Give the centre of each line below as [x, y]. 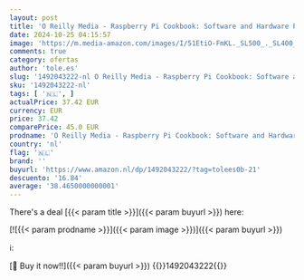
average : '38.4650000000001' [64, 187]
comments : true [38, 52]
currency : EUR [36, 111]
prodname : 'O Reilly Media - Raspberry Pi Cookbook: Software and [137, 136]
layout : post [34, 18]
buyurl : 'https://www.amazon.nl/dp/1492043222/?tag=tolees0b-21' [135, 169]
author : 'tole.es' [44, 69]
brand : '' [28, 161]
